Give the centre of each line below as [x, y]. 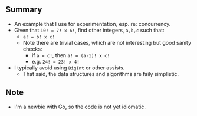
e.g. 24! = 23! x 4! [56, 61]
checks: [32, 49]
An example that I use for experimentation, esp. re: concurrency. [92, 24]
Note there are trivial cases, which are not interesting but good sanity [107, 42]
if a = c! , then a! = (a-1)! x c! [71, 55]
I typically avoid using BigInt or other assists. [69, 68]
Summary [24, 10]
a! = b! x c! [39, 37]
